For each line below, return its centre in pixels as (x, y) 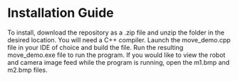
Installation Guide (61, 13)
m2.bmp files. (27, 70)
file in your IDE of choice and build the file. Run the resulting (95, 47)
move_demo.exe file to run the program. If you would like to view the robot (117, 55)
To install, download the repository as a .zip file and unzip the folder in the (116, 32)
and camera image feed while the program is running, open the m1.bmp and (119, 62)
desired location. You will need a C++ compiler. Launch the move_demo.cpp (119, 39)
